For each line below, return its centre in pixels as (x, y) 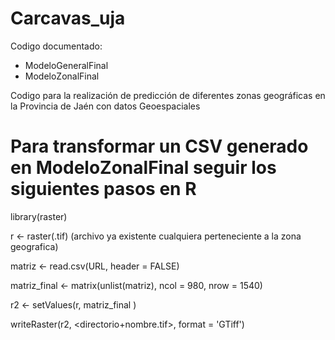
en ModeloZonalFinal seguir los (143, 168)
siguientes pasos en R (103, 189)
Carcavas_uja (68, 18)
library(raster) (39, 216)
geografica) (34, 246)
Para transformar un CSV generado (159, 146)
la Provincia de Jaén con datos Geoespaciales (105, 106)
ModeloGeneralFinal (66, 65)
